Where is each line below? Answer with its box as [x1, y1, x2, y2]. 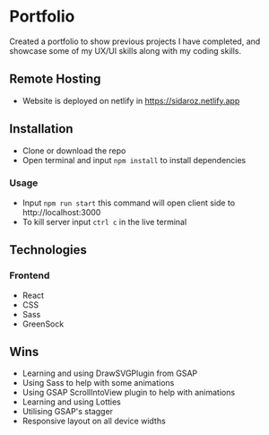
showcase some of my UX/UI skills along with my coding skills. [9, 45, 242, 56]
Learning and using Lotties [22, 396, 121, 407]
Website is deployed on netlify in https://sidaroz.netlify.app [22, 95, 240, 106]
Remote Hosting [9, 72, 101, 87]
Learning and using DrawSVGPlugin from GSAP [22, 368, 198, 378]
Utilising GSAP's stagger [22, 406, 114, 417]
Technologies [9, 242, 88, 257]
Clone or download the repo [22, 145, 126, 156]
